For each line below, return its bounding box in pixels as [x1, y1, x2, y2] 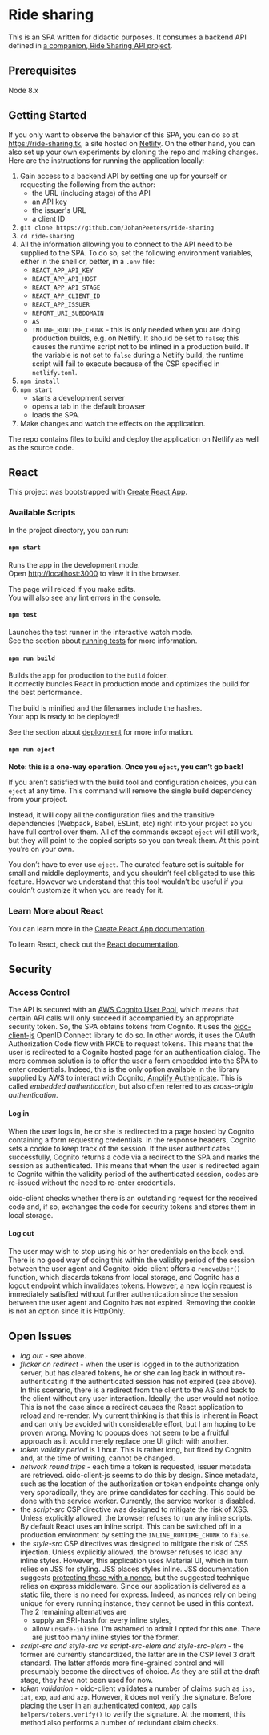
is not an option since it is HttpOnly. [8, 1306, 126, 1316]
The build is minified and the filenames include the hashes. [8, 703, 203, 713]
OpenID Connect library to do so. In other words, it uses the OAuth [36, 1030, 256, 1041]
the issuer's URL [31, 205, 86, 214]
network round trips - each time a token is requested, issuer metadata [19, 1461, 251, 1471]
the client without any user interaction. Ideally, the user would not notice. [19, 1393, 260, 1403]
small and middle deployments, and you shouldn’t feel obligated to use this [8, 869, 255, 878]
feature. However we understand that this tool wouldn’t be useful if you [8, 877, 243, 886]
